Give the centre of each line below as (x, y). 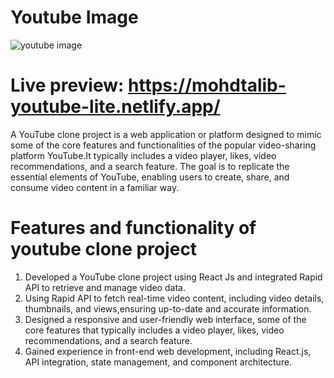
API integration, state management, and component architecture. (158, 362)
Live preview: (67, 85)
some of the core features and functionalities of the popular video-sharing (163, 145)
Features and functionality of (133, 228)
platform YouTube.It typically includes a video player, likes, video (143, 155)
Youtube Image (74, 17)
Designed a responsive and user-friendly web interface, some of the (165, 319)
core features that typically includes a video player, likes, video (154, 330)
